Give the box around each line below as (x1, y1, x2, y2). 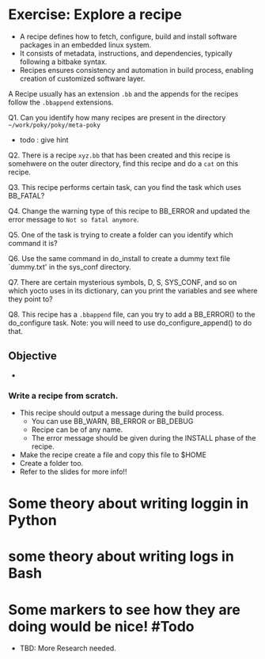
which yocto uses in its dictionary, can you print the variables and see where (8, 286, 258, 295)
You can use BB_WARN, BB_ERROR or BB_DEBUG (31, 417, 194, 426)
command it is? (8, 238, 58, 248)
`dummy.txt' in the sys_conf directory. (8, 262, 132, 271)
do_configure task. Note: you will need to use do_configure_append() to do (8, 318, 252, 328)
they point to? (8, 294, 53, 304)
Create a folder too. (19, 459, 84, 468)
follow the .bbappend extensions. (8, 97, 114, 107)
